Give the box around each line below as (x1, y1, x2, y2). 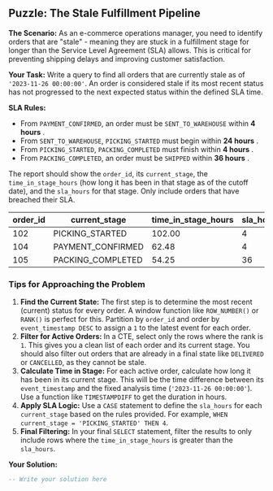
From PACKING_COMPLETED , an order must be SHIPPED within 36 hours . (19, 153, 249, 163)
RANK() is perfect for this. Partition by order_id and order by (19, 315, 220, 324)
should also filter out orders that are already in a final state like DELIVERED (19, 349, 264, 358)
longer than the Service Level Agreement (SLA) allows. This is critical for (8, 45, 252, 55)
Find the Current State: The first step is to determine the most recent (19, 297, 253, 307)
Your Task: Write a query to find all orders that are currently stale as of (8, 69, 245, 80)
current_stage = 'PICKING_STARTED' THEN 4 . (19, 418, 169, 428)
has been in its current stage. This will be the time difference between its (19, 375, 264, 385)
